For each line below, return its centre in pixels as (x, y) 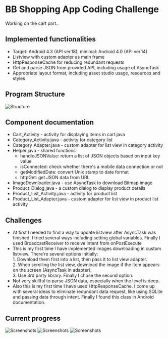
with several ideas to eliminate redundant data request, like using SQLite (88, 291)
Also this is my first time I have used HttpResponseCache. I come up (83, 286)
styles (19, 78)
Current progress (33, 318)
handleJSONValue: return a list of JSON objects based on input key (90, 156)
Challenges (23, 220)
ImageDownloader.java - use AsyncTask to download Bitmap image (82, 183)
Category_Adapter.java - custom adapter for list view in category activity (88, 145)
